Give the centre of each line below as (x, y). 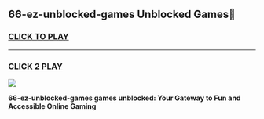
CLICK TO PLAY (38, 37)
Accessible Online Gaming (52, 106)
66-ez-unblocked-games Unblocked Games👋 (122, 14)
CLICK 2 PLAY (35, 66)
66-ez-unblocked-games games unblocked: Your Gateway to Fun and (125, 98)
